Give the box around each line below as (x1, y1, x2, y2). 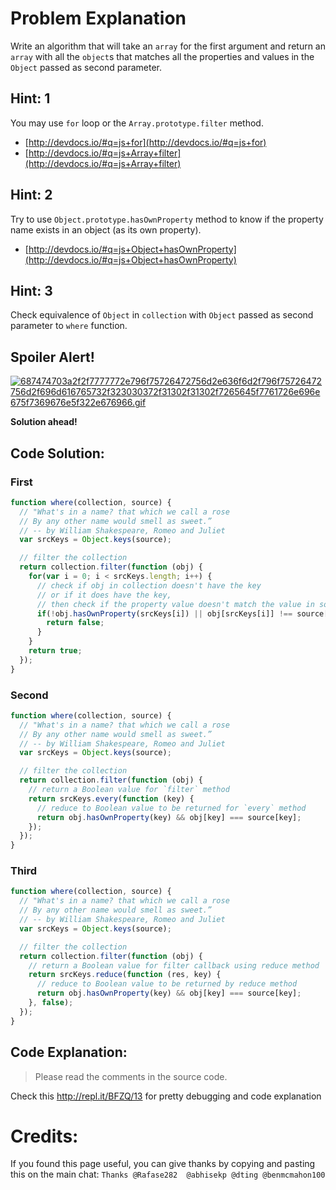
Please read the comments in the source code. (34, 1070, 228, 1082)
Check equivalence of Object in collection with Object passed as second (10, 309, 314, 321)
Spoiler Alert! (10, 348, 95, 366)
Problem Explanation (10, 7, 187, 30)
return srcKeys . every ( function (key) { (28, 793, 195, 804)
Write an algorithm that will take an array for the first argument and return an (10, 40, 326, 52)
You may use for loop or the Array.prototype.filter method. (10, 117, 264, 129)
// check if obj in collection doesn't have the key (36, 580, 262, 591)
